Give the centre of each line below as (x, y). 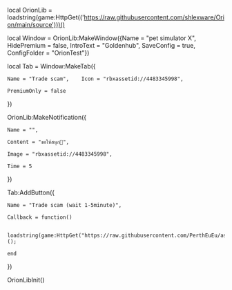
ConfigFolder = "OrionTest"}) (48, 53)
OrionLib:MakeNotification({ (47, 117)
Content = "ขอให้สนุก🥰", (38, 142)
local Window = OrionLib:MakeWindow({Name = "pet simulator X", (102, 38)
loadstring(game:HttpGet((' (46, 17)
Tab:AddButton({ (31, 192)
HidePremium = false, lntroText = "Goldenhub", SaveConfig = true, (101, 45)
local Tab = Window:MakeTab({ (51, 66)
